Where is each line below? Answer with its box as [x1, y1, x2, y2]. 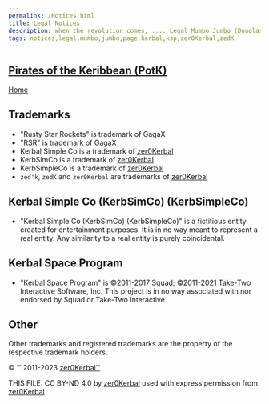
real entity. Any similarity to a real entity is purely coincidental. [19, 233, 226, 242]
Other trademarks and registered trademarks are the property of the [8, 339, 233, 349]
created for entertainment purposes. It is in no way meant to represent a [19, 225, 259, 234]
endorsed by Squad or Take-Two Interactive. [19, 294, 167, 304]
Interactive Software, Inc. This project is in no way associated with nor [19, 286, 252, 296]
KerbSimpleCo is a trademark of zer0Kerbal [19, 163, 164, 173]
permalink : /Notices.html [8, 11, 94, 20]
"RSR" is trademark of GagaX [19, 138, 117, 147]
